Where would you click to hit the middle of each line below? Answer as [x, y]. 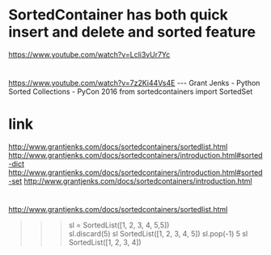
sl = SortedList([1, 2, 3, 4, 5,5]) [119, 225]
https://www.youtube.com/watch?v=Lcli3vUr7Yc [89, 54]
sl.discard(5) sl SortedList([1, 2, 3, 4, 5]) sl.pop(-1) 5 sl [158, 234]
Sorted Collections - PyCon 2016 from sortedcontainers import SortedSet [131, 91]
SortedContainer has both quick [119, 15]
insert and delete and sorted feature [132, 32]
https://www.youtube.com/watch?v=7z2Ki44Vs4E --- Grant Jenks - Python [134, 83]
